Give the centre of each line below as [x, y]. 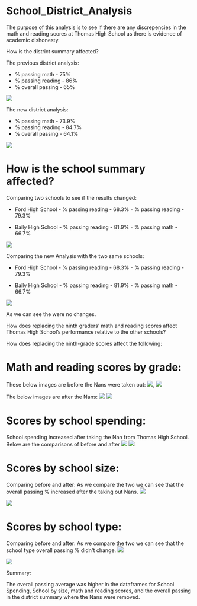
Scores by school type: [64, 527]
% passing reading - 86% [46, 81]
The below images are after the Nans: [52, 397]
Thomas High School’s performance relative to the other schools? [86, 332]
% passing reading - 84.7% [48, 127]
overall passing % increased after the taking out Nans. [72, 492]
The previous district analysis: [43, 63]
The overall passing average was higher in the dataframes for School [90, 584]
